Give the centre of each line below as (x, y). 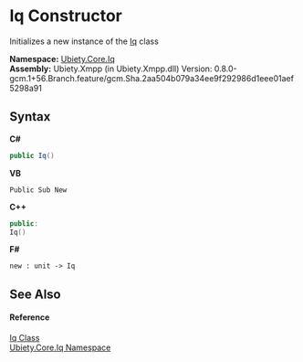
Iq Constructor (66, 16)
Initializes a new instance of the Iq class (84, 41)
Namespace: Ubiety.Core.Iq (63, 59)
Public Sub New (38, 190)
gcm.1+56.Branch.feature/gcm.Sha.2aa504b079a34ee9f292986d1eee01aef (152, 78)
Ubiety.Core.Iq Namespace (60, 347)
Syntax (30, 117)
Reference (30, 317)
